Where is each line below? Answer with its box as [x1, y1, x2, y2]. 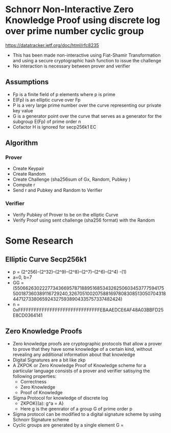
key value [12, 107, 33, 113]
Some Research [5, 235, 74, 246]
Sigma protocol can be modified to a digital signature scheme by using [12, 411, 162, 417]
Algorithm [5, 139, 38, 148]
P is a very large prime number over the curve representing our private [12, 102, 162, 108]
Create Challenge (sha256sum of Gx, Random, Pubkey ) [12, 176, 131, 182]
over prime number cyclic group [5, 26, 144, 37]
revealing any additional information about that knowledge [12, 351, 135, 357]
